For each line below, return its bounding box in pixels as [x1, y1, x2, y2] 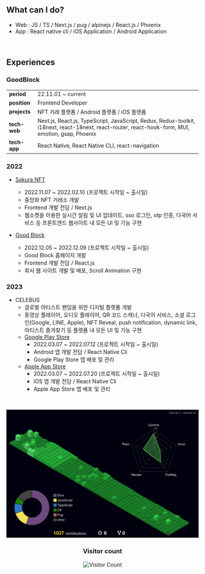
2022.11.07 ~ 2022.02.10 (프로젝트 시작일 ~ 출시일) [24, 189, 148, 196]
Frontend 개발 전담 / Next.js [24, 204, 93, 212]
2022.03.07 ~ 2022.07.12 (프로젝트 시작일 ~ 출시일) [33, 340, 159, 348]
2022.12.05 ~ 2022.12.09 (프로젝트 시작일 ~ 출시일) [24, 244, 149, 251]
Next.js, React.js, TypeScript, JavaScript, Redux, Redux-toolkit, [37, 117, 195, 124]
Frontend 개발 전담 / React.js [24, 259, 95, 267]
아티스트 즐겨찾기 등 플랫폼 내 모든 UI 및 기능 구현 [24, 326, 142, 334]
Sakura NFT [15, 176, 46, 183]
